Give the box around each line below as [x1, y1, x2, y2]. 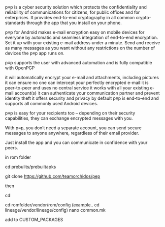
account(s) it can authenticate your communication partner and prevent [14, 90, 160, 96]
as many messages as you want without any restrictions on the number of [5, 45, 155, 51]
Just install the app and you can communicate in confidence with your [5, 140, 148, 145]
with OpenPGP [5, 65, 35, 71]
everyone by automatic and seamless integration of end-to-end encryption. [5, 34, 159, 40]
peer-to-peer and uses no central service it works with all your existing [5, 85, 149, 90]
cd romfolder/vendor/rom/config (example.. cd [5, 202, 99, 208]
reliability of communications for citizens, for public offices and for [5, 9, 140, 15]
